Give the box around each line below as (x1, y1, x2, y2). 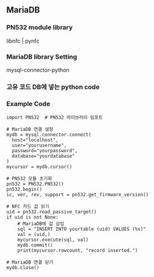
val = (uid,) (17, 232, 51, 238)
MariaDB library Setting (6, 52, 78, 61)
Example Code (6, 99, 51, 108)
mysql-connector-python (6, 66, 70, 73)
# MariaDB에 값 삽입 (17, 221, 65, 227)
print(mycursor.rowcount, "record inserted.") (17, 248, 138, 254)
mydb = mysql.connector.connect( (6, 131, 92, 138)
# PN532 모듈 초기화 (6, 175, 53, 182)
